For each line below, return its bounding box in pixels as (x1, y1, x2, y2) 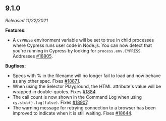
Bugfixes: (5, 63, 26, 69)
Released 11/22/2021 (5, 17, 48, 23)
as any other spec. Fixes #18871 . (12, 78, 81, 84)
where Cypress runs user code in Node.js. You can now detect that (12, 42, 152, 48)
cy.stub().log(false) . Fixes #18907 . (12, 99, 89, 105)
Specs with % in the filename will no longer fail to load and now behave (12, 73, 161, 79)
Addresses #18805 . (12, 53, 53, 59)
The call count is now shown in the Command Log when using (12, 94, 142, 100)
